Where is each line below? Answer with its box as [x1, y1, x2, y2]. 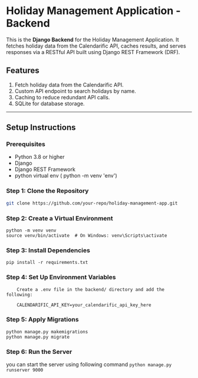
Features [6, 66, 39, 76]
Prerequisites [6, 140, 45, 148]
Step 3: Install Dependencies [6, 246, 90, 254]
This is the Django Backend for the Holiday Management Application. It [6, 36, 179, 43]
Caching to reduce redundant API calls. [14, 93, 110, 101]
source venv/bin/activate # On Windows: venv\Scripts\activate [6, 232, 167, 239]
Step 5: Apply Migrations [6, 316, 79, 324]
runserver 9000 [6, 367, 44, 373]
